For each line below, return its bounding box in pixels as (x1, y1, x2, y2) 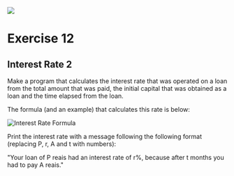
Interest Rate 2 (7, 58, 73, 70)
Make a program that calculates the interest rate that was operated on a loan (7, 77, 228, 85)
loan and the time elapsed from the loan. (7, 91, 124, 100)
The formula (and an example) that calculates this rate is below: (7, 105, 191, 113)
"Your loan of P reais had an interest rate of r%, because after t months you (7, 154, 225, 161)
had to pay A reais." (7, 161, 64, 169)
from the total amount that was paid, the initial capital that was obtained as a (7, 85, 227, 92)
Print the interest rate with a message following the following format (7, 133, 203, 140)
